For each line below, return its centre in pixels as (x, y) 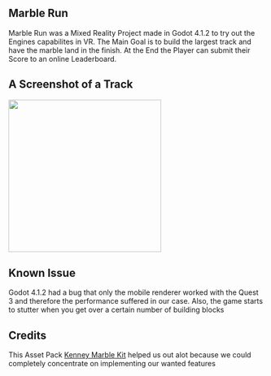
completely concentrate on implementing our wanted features (112, 364)
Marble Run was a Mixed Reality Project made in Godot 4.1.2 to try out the (132, 32)
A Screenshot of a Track (71, 84)
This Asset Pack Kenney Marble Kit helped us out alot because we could (130, 355)
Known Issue (42, 273)
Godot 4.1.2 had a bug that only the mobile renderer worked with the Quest (133, 292)
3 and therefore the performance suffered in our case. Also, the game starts (135, 301)
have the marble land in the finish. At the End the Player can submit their (129, 50)
